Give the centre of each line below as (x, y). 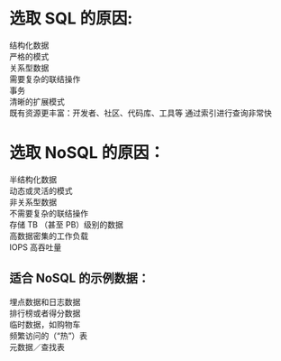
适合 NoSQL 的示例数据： (80, 278)
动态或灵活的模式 (41, 190)
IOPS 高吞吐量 (36, 247)
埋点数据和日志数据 (45, 301)
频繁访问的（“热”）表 (49, 336)
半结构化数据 (33, 179)
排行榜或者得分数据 (45, 313)
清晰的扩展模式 (37, 101)
